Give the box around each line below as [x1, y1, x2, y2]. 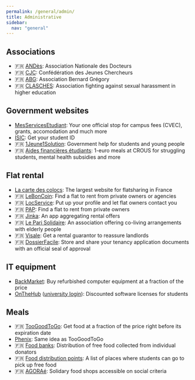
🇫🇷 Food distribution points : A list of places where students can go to [14, 355, 185, 362]
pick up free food [14, 361, 57, 368]
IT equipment [6, 262, 56, 272]
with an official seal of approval [14, 245, 91, 252]
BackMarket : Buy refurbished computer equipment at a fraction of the [14, 278, 184, 285]
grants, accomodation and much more [14, 128, 107, 135]
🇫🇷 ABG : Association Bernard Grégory [14, 76, 110, 83]
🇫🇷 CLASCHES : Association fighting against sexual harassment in [14, 82, 176, 89]
